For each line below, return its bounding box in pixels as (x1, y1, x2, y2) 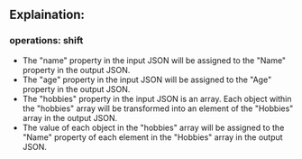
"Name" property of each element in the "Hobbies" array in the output (22, 131, 283, 143)
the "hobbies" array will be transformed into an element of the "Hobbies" (22, 103, 294, 114)
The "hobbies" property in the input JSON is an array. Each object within (22, 93, 292, 104)
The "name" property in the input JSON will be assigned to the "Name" (22, 54, 287, 66)
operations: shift (9, 34, 84, 47)
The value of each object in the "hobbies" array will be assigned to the (22, 122, 285, 133)
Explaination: (9, 7, 86, 23)
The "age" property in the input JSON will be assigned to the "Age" (22, 74, 272, 85)
